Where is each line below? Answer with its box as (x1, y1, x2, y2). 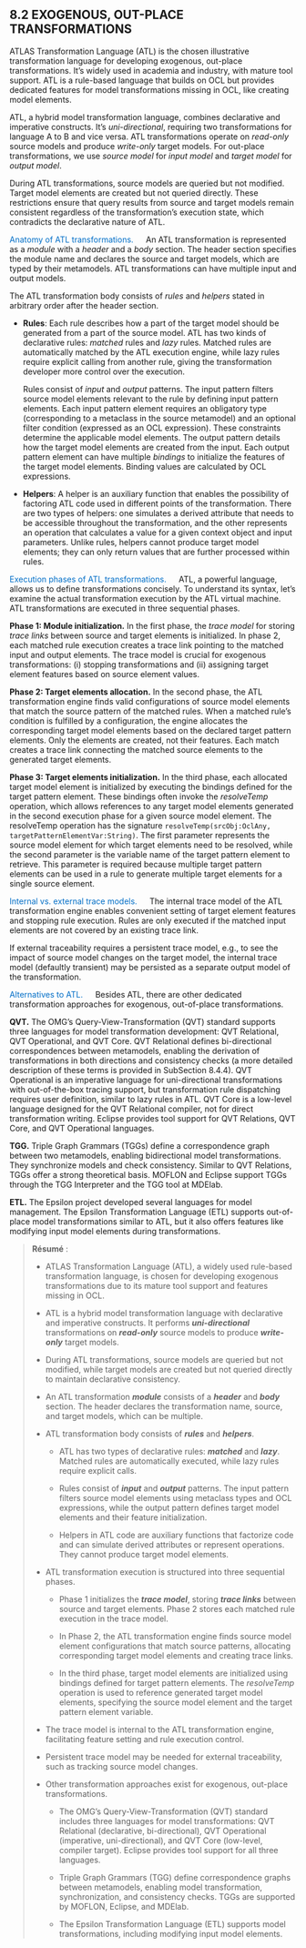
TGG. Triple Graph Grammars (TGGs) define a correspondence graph (9, 1140, 270, 1151)
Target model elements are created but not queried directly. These (9, 187, 259, 198)
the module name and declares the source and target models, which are (9, 253, 280, 264)
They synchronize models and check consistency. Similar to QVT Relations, (9, 1160, 292, 1171)
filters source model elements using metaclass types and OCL (58, 1492, 292, 1503)
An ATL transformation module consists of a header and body (45, 1391, 280, 1402)
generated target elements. (9, 754, 112, 765)
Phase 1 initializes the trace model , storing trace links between (58, 1593, 297, 1605)
